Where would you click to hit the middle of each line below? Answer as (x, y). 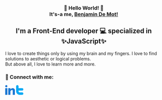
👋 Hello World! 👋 (84, 8)
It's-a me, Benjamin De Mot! (84, 14)
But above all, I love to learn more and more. (51, 64)
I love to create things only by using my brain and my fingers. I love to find (81, 53)
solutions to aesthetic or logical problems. (48, 58)
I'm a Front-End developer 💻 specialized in (84, 31)
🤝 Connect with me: (29, 77)
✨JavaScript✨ (84, 41)
